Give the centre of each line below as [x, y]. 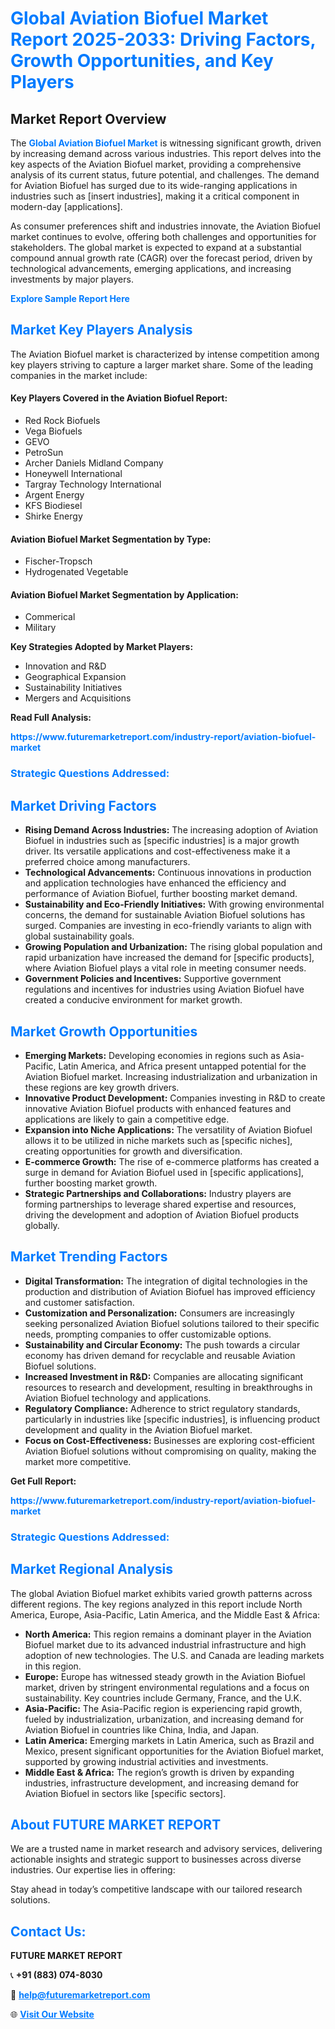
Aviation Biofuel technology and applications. [118, 1398]
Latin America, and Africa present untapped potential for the [182, 1066]
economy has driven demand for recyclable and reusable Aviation [160, 1355]
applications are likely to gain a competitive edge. [127, 1119]
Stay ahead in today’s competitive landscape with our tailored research [156, 1889]
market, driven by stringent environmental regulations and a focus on [167, 1687]
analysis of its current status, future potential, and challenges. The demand [165, 175]
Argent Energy [54, 495]
